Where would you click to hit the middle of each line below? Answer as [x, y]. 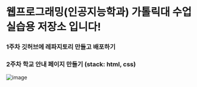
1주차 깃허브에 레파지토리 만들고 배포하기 [61, 47]
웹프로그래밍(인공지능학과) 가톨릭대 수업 [99, 12]
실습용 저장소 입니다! [54, 27]
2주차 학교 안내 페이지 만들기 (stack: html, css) [71, 65]
